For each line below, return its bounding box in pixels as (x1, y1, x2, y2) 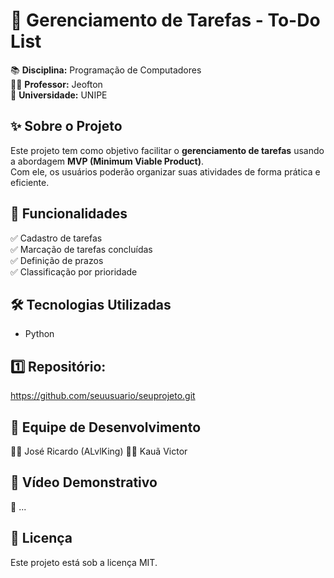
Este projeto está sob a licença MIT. (10, 556, 158, 568)
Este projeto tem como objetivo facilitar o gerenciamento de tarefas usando (10, 144, 325, 156)
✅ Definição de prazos (10, 254, 104, 266)
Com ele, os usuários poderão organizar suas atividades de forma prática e (10, 165, 321, 178)
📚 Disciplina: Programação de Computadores (10, 64, 202, 76)
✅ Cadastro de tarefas (10, 232, 103, 244)
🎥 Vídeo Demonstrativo (10, 474, 158, 491)
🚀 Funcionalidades (10, 205, 128, 223)
